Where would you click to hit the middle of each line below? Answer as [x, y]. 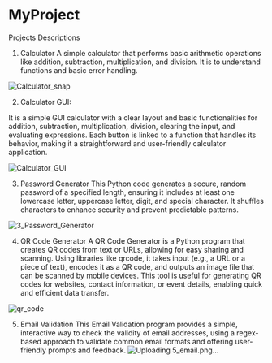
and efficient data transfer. [65, 292]
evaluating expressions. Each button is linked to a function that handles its [132, 135]
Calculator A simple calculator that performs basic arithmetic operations [140, 53]
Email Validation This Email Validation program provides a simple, [129, 324]
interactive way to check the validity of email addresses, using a [127, 333]
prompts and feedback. [87, 350]
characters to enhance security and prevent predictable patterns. [130, 210]
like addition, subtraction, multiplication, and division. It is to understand [140, 62]
